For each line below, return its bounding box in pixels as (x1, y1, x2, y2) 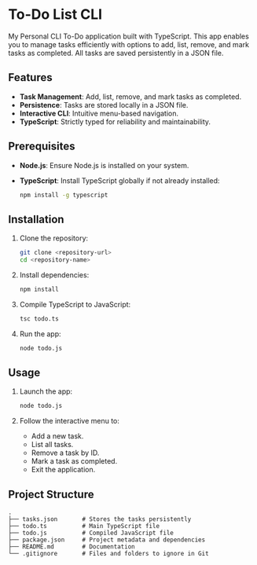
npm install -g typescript (19, 191, 108, 199)
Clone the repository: (19, 233, 89, 243)
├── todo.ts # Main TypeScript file (8, 523, 160, 530)
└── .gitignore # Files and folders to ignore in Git (8, 550, 210, 558)
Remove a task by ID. (31, 448, 100, 457)
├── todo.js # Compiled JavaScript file (8, 529, 174, 537)
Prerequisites (8, 140, 75, 153)
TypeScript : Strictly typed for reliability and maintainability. (19, 116, 211, 127)
